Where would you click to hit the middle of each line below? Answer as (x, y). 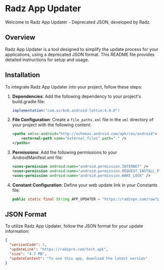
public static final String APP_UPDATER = (56, 199)
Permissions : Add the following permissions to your (65, 153)
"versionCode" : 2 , (28, 245)
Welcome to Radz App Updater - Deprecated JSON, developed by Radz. (78, 22)
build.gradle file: (28, 101)
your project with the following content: (52, 125)
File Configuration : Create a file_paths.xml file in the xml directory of (83, 120)
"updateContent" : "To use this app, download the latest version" (79, 258)
